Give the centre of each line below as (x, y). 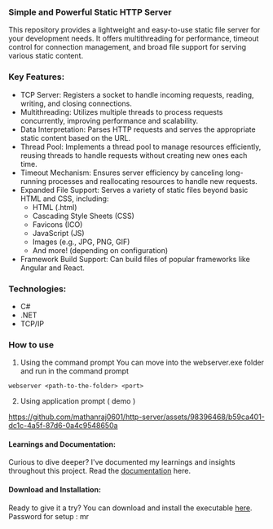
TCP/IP (32, 323)
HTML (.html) (55, 207)
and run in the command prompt (74, 371)
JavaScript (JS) (58, 233)
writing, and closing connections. (76, 103)
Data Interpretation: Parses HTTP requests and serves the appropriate (138, 129)
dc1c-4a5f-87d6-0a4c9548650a (63, 426)
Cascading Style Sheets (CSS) (83, 216)
